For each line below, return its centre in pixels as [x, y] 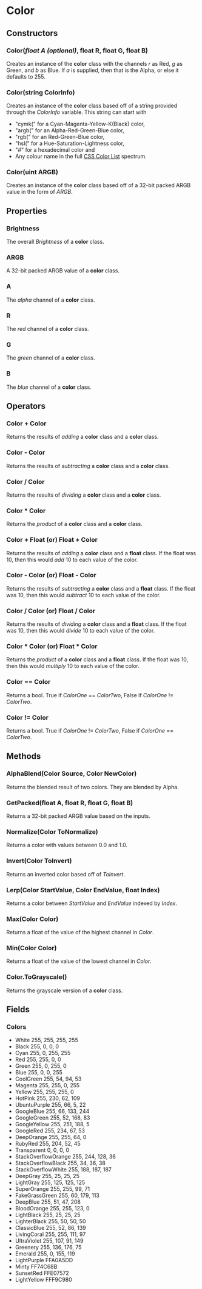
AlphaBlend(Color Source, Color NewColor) [72, 773]
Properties [27, 211]
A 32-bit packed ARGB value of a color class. [63, 271]
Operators [26, 406]
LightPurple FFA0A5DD [44, 1260]
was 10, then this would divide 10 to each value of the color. [81, 631]
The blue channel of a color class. [49, 387]
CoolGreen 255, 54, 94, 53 [48, 1079]
